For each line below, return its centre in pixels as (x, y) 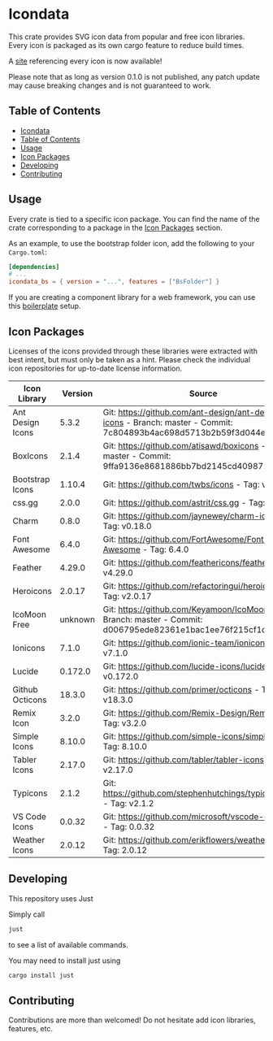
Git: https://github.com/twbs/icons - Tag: (181, 484)
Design (26, 422)
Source (203, 393)
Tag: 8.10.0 (125, 746)
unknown (78, 620)
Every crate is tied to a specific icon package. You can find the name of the (134, 219)
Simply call (27, 914)
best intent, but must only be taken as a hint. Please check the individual (129, 360)
